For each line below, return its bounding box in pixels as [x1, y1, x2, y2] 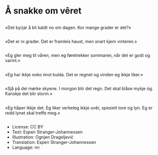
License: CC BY [12, 124, 44, 129]
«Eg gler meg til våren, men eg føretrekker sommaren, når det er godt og [5, 53, 150, 58]
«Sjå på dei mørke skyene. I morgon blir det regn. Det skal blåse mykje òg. [5, 85, 154, 92]
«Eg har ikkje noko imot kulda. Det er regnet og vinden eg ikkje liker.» [5, 71, 143, 77]
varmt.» [5, 57, 21, 63]
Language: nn [12, 144, 40, 150]
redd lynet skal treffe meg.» [5, 110, 61, 116]
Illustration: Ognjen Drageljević [12, 134, 74, 140]
